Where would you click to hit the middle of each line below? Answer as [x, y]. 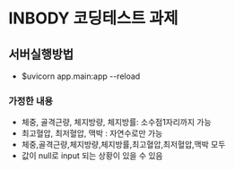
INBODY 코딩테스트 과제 [93, 18]
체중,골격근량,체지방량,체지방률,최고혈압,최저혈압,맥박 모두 [123, 145]
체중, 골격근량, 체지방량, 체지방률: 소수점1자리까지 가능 [116, 123]
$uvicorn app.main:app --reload [81, 76]
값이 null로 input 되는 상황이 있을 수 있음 [92, 156]
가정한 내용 [31, 101]
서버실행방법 [41, 54]
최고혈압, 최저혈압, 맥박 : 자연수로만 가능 [92, 133]
